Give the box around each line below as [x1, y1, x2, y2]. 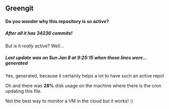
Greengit [5, 4, 34, 13]
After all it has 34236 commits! [5, 30, 73, 36]
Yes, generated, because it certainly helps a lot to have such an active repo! [5, 72, 164, 78]
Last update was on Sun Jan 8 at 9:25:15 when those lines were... [5, 54, 148, 61]
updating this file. [5, 88, 42, 94]
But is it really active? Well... [5, 43, 64, 49]
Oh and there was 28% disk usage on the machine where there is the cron [5, 83, 161, 89]
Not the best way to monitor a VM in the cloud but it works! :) [5, 98, 133, 104]
